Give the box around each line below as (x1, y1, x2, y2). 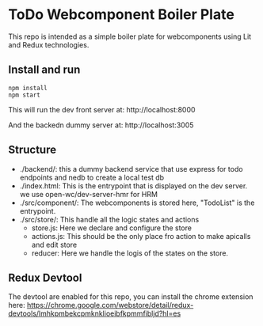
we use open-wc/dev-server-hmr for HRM (19, 189, 158, 199)
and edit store (31, 240, 78, 249)
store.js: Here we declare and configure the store (31, 223, 192, 233)
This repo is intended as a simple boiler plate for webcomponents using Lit (8, 32, 252, 41)
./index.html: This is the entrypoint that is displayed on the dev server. (19, 180, 248, 191)
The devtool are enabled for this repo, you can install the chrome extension (8, 292, 253, 301)
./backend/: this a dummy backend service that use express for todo (19, 164, 243, 173)
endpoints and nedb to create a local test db (19, 172, 165, 182)
